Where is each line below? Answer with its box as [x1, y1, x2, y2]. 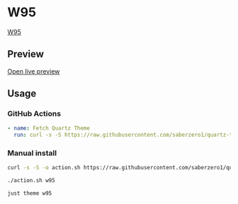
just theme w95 [7, 190, 52, 197]
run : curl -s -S [13, 132, 62, 139]
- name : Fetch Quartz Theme [7, 125, 91, 132]
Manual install [7, 148, 57, 158]
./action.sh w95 [7, 177, 55, 184]
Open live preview [7, 67, 60, 75]
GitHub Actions [7, 109, 62, 119]
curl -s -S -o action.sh [7, 164, 81, 171]
